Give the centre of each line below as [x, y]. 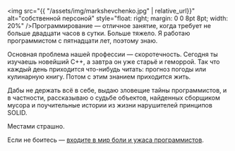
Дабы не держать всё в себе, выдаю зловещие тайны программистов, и [117, 90]
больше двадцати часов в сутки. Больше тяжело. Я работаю [99, 33]
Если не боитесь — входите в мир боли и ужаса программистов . [106, 140]
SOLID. [17, 113]
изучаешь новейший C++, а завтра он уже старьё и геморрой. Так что [114, 62]
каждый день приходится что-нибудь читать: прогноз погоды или [107, 69]
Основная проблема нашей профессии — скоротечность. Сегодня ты [113, 54]
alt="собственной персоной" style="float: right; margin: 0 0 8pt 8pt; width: [117, 18]
